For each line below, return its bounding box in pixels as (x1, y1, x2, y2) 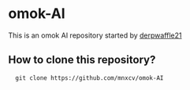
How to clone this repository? (8, 53, 156, 67)
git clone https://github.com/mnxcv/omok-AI (15, 74, 164, 82)
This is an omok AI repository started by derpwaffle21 (8, 31, 183, 40)
